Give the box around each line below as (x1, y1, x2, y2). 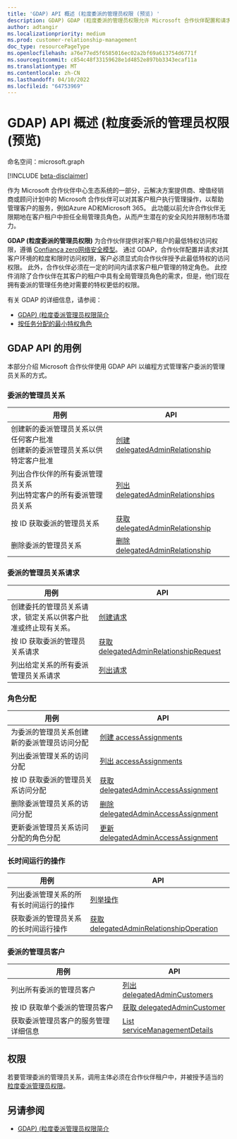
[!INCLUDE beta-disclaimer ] (7, 172, 88, 180)
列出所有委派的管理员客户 (11, 985, 97, 995)
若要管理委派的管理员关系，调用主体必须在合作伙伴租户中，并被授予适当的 (7, 1073, 224, 1081)
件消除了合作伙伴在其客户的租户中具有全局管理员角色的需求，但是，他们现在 (7, 272, 230, 280)
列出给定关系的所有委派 (11, 660, 90, 669)
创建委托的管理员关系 (11, 602, 83, 612)
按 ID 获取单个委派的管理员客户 (11, 1003, 114, 1013)
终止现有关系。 (25, 623, 75, 633)
